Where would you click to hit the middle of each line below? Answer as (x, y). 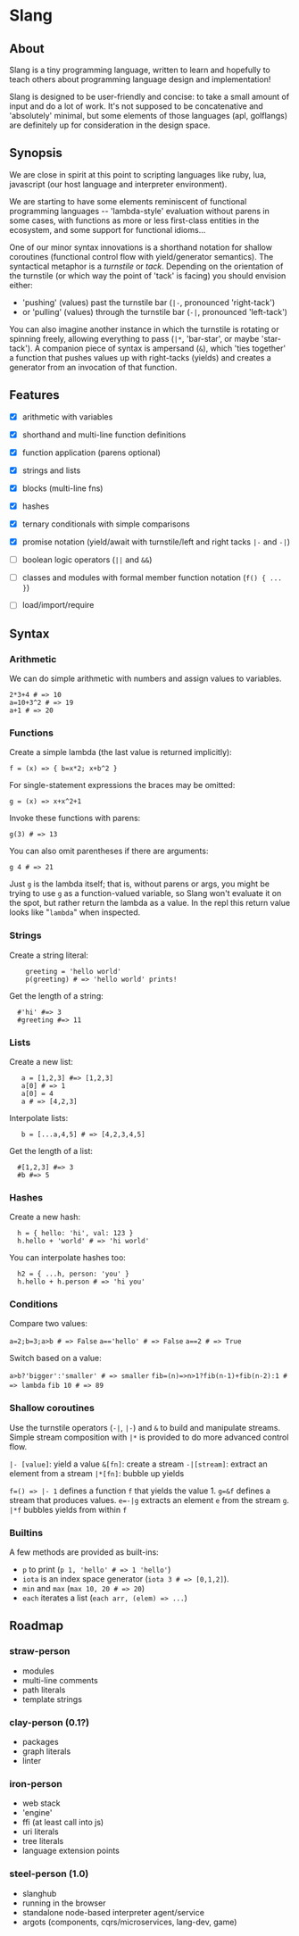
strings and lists (51, 470)
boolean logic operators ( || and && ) (87, 560)
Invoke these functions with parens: (75, 818)
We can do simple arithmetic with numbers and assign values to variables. (145, 678)
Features (34, 395)
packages (41, 1742)
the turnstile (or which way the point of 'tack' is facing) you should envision (148, 275)
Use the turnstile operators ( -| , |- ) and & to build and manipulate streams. (145, 1427)
